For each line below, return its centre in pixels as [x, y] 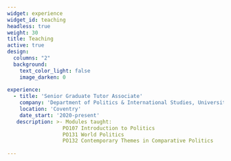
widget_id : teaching [37, 20]
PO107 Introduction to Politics [109, 128]
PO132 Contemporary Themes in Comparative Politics [138, 141]
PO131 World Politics [93, 134]
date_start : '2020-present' [59, 115]
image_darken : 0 [43, 77]
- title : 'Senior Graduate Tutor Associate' [78, 97]
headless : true [29, 26]
